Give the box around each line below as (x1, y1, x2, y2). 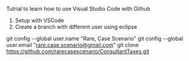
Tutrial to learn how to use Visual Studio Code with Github (6, 5, 150, 12)
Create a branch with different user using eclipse (15, 24, 138, 30)
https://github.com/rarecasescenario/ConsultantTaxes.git (6, 48, 150, 55)
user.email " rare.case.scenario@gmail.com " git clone (6, 42, 139, 48)
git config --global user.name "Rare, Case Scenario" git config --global (6, 35, 184, 42)
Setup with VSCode (15, 17, 64, 24)
